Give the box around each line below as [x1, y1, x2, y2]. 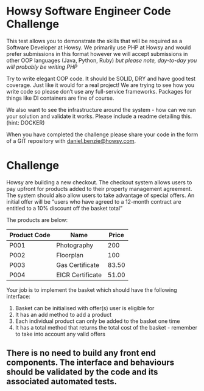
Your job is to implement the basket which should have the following [6, 286, 178, 293]
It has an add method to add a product [15, 311, 111, 318]
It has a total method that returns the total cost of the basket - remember [15, 324, 198, 331]
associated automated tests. [6, 376, 118, 387]
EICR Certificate [56, 271, 102, 279]
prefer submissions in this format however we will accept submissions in [6, 50, 188, 57]
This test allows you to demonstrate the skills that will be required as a [6, 37, 183, 44]
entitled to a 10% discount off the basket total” [6, 204, 123, 212]
